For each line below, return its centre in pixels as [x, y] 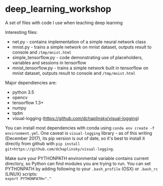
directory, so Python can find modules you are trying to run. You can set [78, 163]
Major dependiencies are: [31, 83]
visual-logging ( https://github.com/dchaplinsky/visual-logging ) [76, 118]
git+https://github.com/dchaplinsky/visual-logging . [60, 149]
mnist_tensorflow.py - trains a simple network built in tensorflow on [80, 68]
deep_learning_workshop [58, 9]
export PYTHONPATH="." [28, 179]
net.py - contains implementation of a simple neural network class [79, 42]
